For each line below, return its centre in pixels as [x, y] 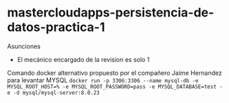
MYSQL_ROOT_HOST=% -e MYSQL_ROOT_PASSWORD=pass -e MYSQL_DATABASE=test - [115, 87]
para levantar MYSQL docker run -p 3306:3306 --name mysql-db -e [103, 80]
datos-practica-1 [56, 27]
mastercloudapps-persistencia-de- [111, 13]
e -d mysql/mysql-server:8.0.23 [53, 93]
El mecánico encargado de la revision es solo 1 [83, 59]
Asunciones [24, 46]
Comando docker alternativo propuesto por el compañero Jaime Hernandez [115, 73]
